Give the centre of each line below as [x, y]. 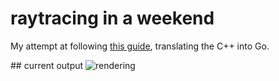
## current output [47, 65]
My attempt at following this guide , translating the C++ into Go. [140, 46]
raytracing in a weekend [112, 18]
